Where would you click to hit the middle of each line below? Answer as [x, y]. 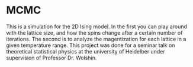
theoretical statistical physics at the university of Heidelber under [86, 51]
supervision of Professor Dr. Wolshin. [52, 58]
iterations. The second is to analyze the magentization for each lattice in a [96, 39]
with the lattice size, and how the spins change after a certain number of [94, 32]
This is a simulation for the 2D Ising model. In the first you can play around [97, 26]
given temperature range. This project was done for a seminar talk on [91, 45]
